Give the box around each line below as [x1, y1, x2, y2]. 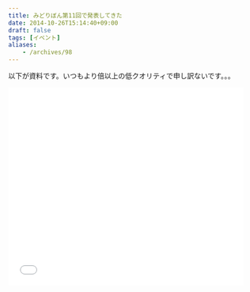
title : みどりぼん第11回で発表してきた [8, 11, 123, 20]
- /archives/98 [22, 48, 73, 56]
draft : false [8, 26, 51, 34]
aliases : [8, 41, 37, 49]
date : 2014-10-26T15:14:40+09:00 [8, 19, 119, 27]
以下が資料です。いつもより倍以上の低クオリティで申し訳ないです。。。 [8, 71, 235, 80]
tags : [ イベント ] [8, 33, 61, 42]
